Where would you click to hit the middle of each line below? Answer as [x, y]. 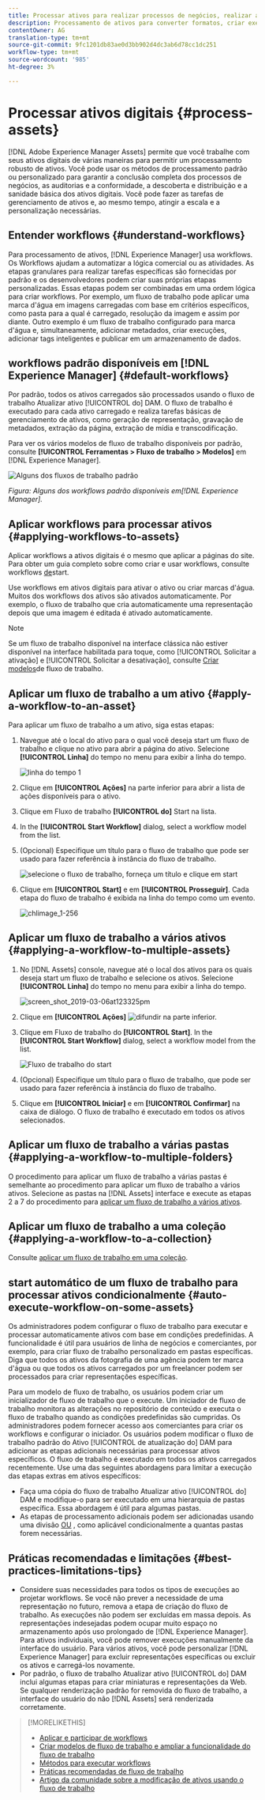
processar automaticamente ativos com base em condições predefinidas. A [131, 1335]
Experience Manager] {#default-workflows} [119, 375]
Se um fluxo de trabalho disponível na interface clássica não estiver [118, 643]
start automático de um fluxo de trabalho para [123, 1283]
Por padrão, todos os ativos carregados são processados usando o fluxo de [131, 394]
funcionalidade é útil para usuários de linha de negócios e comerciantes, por [132, 1343]
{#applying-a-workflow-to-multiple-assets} [119, 951]
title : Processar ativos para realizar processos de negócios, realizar [130, 15]
